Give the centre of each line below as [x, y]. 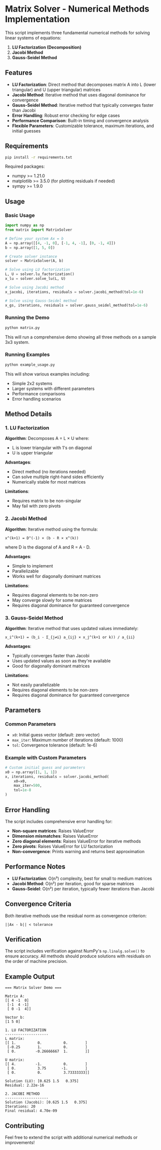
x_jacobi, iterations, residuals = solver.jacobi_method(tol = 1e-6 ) [74, 292]
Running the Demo [27, 318]
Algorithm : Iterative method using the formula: [51, 529]
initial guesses [26, 131]
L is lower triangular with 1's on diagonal [52, 448]
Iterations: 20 [20, 1107]
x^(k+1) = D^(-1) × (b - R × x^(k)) [42, 538]
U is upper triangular [32, 453]
